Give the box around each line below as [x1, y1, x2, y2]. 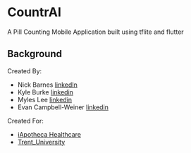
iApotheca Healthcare [17, 130, 81, 138]
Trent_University [17, 137, 66, 146]
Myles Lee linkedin [17, 95, 73, 104]
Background [7, 48, 62, 60]
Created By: [7, 66, 42, 75]
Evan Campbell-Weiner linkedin [17, 103, 109, 111]
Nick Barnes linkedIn [17, 80, 78, 89]
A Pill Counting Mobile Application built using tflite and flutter [7, 27, 185, 36]
